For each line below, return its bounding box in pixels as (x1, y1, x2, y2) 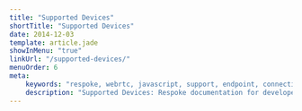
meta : (9, 72, 30, 81)
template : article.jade (9, 38, 99, 47)
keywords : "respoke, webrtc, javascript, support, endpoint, (25, 80, 259, 89)
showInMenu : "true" (9, 47, 83, 55)
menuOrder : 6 (9, 64, 58, 73)
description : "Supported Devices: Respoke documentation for (25, 88, 259, 97)
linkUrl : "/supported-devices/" (9, 55, 130, 64)
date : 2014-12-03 (9, 30, 75, 38)
